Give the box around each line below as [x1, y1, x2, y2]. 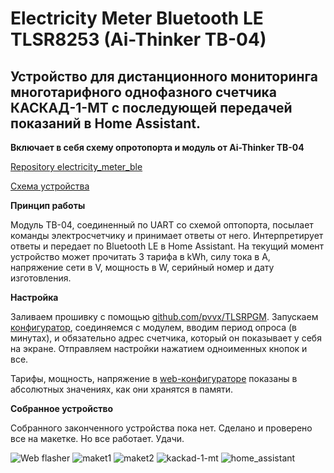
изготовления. [10, 272, 72, 284]
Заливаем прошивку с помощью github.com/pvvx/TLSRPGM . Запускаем [10, 311, 319, 322]
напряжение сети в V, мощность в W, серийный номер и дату [10, 262, 275, 273]
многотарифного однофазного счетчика [10, 83, 277, 101]
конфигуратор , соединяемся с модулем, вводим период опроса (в [10, 322, 297, 333]
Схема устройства [10, 180, 90, 192]
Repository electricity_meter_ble [10, 161, 143, 172]
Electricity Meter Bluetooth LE [10, 7, 264, 30]
